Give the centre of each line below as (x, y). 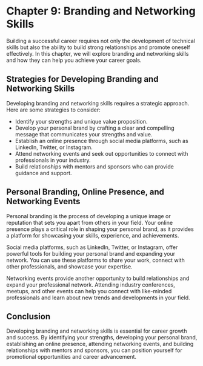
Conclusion (28, 316)
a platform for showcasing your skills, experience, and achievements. (93, 235)
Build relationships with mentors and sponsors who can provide (94, 166)
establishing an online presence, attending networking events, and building (100, 344)
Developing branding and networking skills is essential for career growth (97, 331)
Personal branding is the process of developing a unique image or (88, 216)
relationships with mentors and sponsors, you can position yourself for (95, 350)
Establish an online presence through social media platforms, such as (102, 141)
